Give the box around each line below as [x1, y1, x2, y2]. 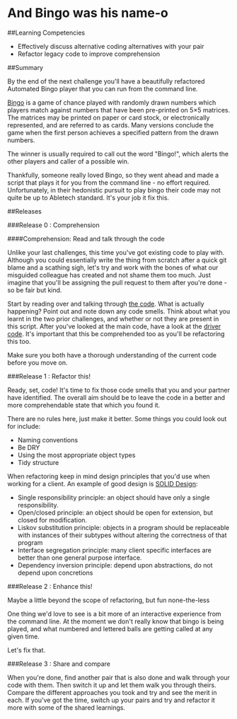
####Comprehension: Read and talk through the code [7, 234, 165, 243]
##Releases [7, 207, 42, 215]
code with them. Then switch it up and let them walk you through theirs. [7, 681, 217, 689]
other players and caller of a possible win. [7, 157, 129, 166]
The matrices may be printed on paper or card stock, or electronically [7, 113, 210, 122]
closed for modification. [17, 515, 87, 524]
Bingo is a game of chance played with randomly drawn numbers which [7, 98, 216, 107]
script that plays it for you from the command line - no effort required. [7, 178, 211, 187]
